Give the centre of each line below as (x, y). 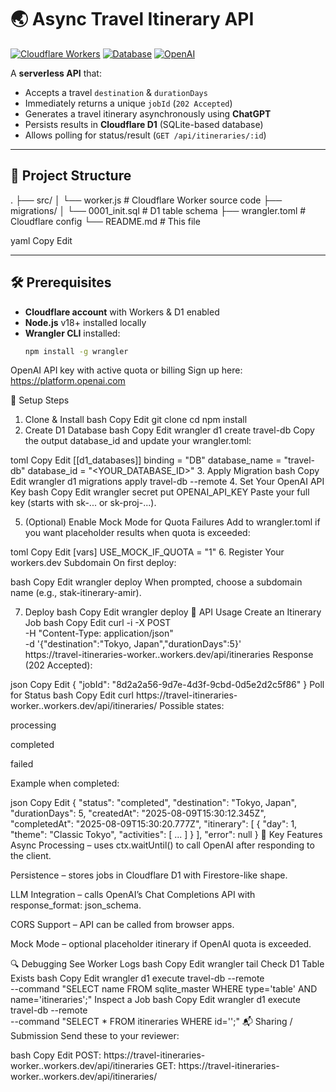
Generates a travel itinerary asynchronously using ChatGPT (148, 113)
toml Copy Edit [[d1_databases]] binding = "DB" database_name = (146, 460)
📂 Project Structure (71, 176)
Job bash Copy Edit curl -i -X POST (98, 623)
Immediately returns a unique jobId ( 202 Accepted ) (128, 103)
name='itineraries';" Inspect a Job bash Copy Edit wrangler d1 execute (155, 1000)
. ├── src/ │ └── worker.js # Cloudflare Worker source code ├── (146, 200)
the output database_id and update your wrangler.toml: (138, 441)
